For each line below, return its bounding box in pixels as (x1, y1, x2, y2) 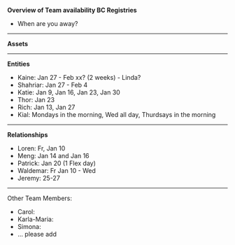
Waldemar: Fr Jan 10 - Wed (17, 167, 97, 174)
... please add (17, 230, 57, 238)
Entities (7, 59, 30, 68)
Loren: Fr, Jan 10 (17, 144, 66, 153)
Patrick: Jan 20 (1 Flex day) (17, 159, 97, 167)
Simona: (17, 223, 41, 230)
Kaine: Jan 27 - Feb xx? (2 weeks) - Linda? (17, 73, 141, 81)
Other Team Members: (7, 194, 72, 202)
